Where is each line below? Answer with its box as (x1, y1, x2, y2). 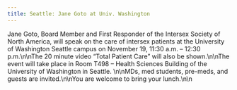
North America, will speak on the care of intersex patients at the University (7, 37, 225, 46)
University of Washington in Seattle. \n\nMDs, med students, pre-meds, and (7, 67, 229, 75)
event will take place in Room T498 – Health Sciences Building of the (7, 59, 207, 67)
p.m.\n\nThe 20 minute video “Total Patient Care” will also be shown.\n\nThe (7, 52, 230, 60)
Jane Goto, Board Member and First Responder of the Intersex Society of (7, 30, 221, 38)
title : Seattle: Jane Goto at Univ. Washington (7, 10, 151, 18)
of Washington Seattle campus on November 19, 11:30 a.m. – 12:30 (7, 44, 201, 53)
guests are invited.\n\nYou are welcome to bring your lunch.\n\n (7, 75, 193, 83)
